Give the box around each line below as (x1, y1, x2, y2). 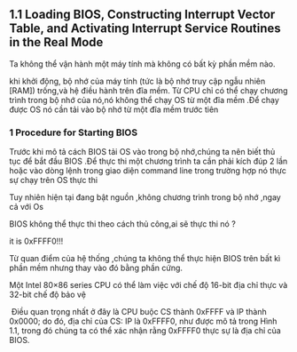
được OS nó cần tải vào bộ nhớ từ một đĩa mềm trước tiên (9, 104, 219, 115)
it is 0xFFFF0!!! (9, 236, 64, 247)
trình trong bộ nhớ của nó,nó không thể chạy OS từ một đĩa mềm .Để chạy (9, 94, 279, 105)
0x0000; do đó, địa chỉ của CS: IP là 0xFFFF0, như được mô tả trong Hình (9, 316, 277, 327)
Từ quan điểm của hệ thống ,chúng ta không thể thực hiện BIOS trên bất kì (9, 253, 281, 264)
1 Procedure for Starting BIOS (9, 126, 138, 139)
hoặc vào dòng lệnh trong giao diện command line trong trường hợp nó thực (9, 165, 286, 176)
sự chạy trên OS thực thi (9, 175, 98, 186)
